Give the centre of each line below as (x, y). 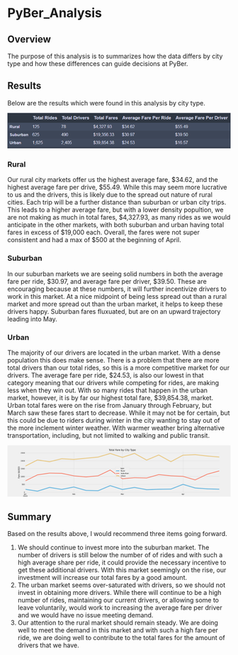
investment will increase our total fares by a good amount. (102, 578)
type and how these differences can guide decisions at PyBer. (98, 64)
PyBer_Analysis (55, 13)
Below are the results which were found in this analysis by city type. (106, 103)
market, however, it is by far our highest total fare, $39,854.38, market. (110, 398)
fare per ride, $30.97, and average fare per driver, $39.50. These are (107, 281)
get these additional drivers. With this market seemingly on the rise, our (122, 570)
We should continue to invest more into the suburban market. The (113, 547)
